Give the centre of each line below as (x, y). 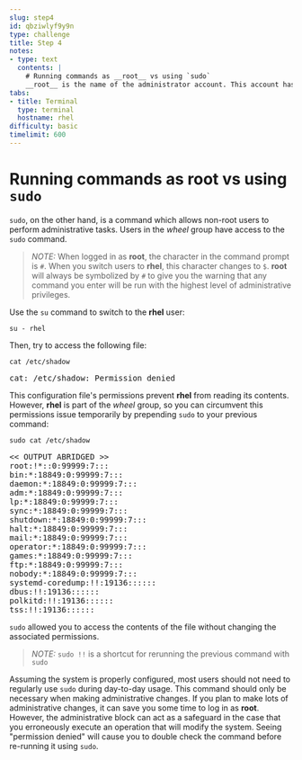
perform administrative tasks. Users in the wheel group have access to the (147, 229)
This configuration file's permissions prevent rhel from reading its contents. (149, 395)
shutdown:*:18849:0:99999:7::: (78, 519)
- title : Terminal (44, 101)
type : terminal (46, 110)
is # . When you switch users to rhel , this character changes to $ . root (159, 265)
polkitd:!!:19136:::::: (62, 600)
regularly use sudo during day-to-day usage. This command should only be (148, 688)
